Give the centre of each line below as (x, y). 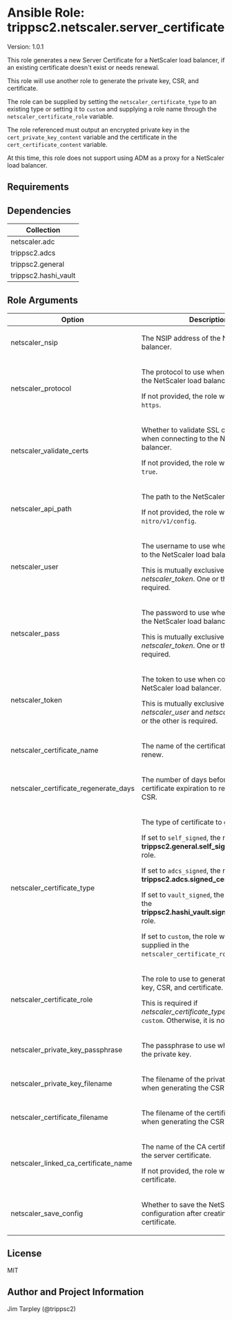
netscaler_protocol (41, 388)
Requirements (38, 187)
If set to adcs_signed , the (181, 871)
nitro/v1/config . (169, 521)
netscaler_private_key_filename (61, 1083)
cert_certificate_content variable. (58, 144)
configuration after (172, 1213)
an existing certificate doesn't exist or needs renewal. (84, 67)
